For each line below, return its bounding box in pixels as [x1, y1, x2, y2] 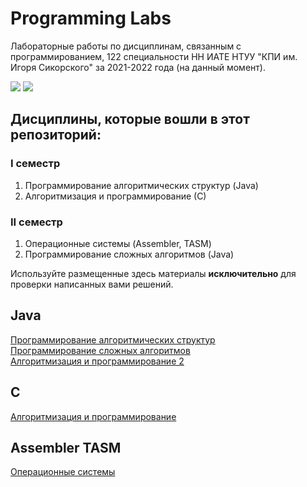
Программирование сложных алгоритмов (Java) [24, 248, 235, 260]
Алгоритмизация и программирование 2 [10, 355, 185, 367]
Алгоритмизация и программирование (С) [24, 190, 207, 202]
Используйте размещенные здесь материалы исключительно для [10, 267, 297, 279]
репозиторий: [10, 127, 102, 144]
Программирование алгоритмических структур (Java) [24, 179, 259, 191]
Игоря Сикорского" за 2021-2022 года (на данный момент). [10, 61, 266, 73]
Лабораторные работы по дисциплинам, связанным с [10, 40, 242, 52]
